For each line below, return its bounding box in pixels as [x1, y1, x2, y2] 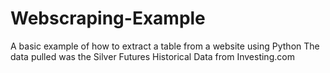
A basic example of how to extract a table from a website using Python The [10, 40, 320, 52]
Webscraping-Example [10, 7, 206, 30]
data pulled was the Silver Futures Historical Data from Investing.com [10, 50, 295, 62]
